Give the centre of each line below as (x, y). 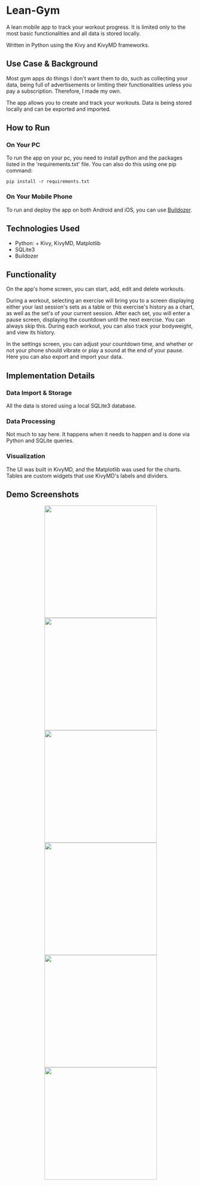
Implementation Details (51, 375)
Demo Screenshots (43, 495)
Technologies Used (43, 229)
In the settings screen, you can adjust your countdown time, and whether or (100, 344)
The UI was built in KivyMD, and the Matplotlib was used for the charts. (94, 469)
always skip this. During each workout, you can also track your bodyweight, (100, 326)
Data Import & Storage (39, 393)
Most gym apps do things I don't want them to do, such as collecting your (97, 78)
